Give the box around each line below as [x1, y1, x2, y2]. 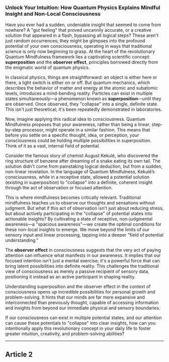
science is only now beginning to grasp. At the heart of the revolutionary [5, 48, 155, 54]
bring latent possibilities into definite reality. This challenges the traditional [5, 263, 159, 269]
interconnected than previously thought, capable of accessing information [5, 300, 159, 306]
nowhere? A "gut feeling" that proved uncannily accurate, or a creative [5, 27, 152, 33]
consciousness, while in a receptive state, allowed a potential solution [5, 174, 150, 180]
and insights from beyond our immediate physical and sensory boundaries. [5, 305, 160, 311]
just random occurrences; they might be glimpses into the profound [5, 38, 145, 44]
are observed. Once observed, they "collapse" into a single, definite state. [5, 101, 158, 107]
